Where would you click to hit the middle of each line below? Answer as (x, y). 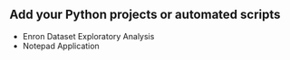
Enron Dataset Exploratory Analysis (88, 36)
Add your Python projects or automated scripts (145, 15)
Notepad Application (61, 46)
